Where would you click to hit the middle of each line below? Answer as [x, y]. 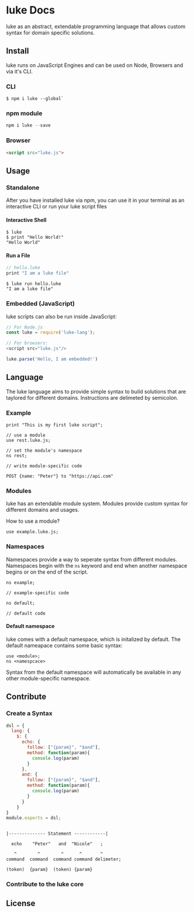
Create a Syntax [29, 714]
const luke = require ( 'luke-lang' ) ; [51, 332]
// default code [26, 613]
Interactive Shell [26, 220]
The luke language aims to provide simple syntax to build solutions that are [96, 391]
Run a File [18, 255]
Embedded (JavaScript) [40, 304]
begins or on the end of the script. [47, 572]
